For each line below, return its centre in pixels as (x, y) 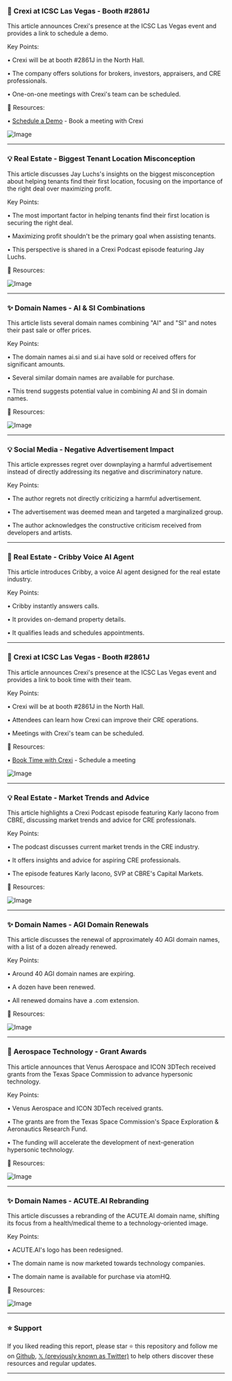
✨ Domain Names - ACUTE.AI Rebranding (78, 1201)
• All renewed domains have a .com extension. (73, 1001)
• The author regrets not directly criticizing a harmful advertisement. (104, 499)
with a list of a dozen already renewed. (62, 947)
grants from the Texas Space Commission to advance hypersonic (100, 1074)
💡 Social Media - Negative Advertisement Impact (90, 450)
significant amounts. (36, 364)
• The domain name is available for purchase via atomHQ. (89, 1276)
